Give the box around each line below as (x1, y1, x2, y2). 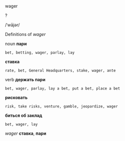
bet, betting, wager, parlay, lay (5, 50, 75, 55)
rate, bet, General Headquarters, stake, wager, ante (5, 68, 116, 73)
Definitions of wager (5, 32, 46, 37)
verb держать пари (5, 77, 46, 82)
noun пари (5, 41, 27, 47)
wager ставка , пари (5, 130, 47, 136)
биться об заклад (5, 113, 43, 118)
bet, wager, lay (5, 122, 38, 127)
